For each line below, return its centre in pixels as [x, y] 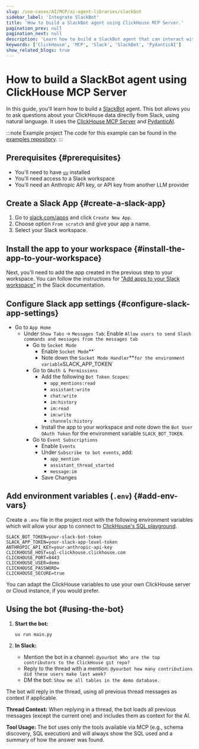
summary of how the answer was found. [55, 740]
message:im [63, 472]
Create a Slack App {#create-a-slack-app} [86, 203]
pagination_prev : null [34, 28]
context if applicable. [32, 698]
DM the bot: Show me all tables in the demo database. [92, 680]
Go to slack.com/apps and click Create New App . [73, 218]
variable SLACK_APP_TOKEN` [77, 364]
